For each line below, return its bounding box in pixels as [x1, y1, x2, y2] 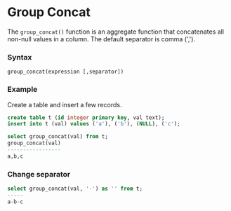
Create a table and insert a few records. [7, 100, 122, 109]
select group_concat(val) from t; [7, 133, 109, 140]
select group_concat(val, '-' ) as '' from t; [7, 185, 143, 193]
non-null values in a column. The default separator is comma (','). [7, 34, 195, 43]
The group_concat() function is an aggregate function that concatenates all [7, 27, 225, 36]
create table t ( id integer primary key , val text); [7, 114, 165, 121]
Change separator [7, 169, 71, 179]
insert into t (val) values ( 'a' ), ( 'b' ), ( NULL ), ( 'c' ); [7, 121, 180, 128]
